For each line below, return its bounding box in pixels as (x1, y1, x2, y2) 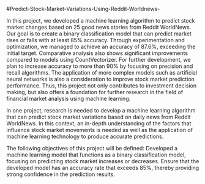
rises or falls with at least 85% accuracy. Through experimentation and (6, 37, 185, 43)
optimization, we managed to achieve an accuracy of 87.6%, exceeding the (6, 43, 196, 50)
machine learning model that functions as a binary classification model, (6, 151, 187, 158)
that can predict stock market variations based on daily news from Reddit (6, 113, 191, 120)
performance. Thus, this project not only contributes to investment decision (6, 82, 197, 89)
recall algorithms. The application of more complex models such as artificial (6, 69, 198, 76)
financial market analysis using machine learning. (6, 95, 131, 102)
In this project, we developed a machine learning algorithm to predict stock (6, 17, 195, 24)
